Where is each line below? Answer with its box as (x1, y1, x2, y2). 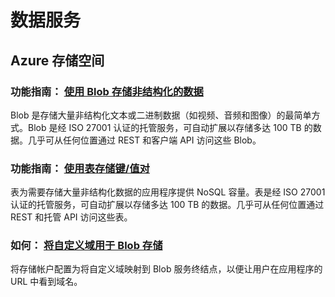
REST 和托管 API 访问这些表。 (10, 211, 133, 223)
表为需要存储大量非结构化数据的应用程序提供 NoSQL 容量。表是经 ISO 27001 (10, 186, 326, 198)
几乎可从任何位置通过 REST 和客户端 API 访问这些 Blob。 (27, 134, 262, 146)
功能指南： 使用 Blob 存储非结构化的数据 (10, 84, 204, 98)
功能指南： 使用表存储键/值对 (10, 161, 150, 175)
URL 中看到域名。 (10, 276, 83, 288)
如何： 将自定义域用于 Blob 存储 (10, 239, 163, 253)
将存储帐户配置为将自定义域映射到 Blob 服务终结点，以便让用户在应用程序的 (10, 263, 323, 275)
